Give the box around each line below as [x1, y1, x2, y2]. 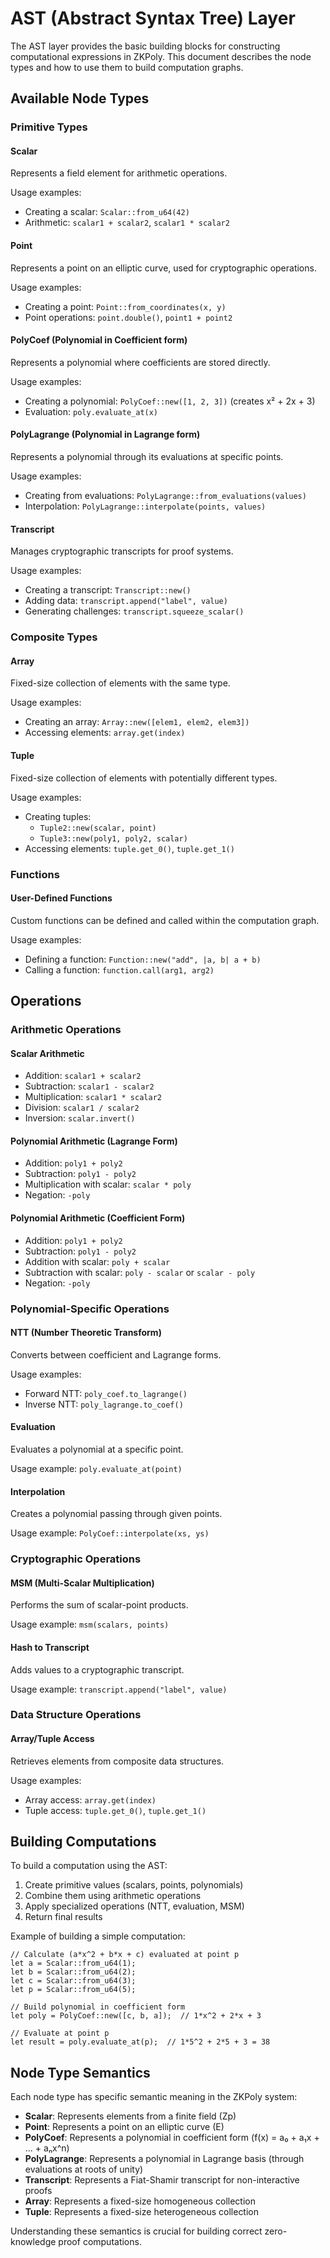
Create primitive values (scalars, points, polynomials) [24, 1879, 244, 1891]
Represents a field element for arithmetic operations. [10, 167, 228, 179]
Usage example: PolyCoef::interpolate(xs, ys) [10, 1527, 210, 1539]
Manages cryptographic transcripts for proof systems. [10, 545, 234, 557]
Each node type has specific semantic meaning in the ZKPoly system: [10, 2091, 298, 2103]
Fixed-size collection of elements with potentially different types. [10, 772, 278, 784]
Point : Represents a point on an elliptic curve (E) [24, 2121, 225, 2133]
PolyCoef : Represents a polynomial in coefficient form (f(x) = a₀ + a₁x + [24, 2132, 320, 2144]
